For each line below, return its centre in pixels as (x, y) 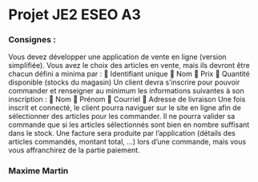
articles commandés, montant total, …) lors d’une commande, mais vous (127, 142)
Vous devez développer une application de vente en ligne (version (117, 57)
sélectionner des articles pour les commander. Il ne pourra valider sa (122, 117)
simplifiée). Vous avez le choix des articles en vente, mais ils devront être (129, 65)
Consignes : (32, 40)
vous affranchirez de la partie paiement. (74, 150)
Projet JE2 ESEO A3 (75, 15)
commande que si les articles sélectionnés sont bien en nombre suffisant (129, 125)
